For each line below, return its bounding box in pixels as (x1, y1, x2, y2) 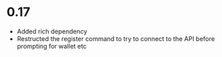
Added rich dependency (16, 27, 87, 35)
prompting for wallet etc (16, 42, 87, 50)
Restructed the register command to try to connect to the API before (16, 34, 216, 42)
